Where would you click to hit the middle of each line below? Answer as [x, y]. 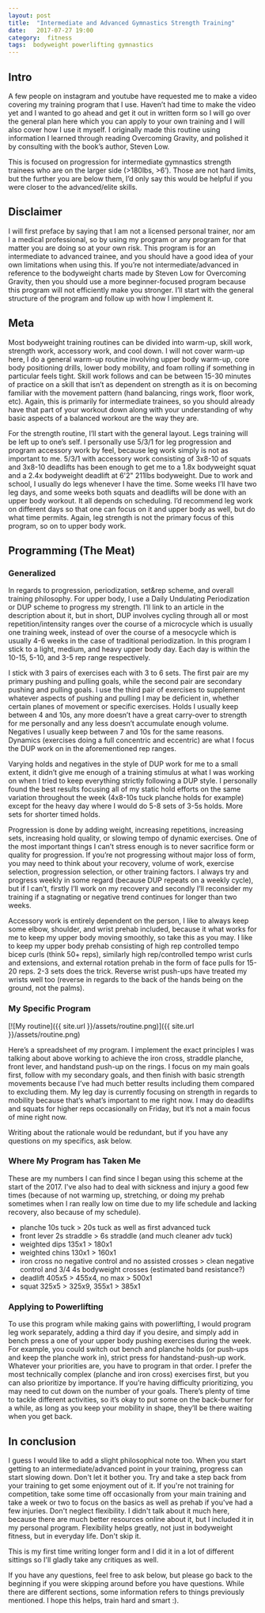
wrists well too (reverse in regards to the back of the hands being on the [126, 980]
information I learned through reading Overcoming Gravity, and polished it [129, 138]
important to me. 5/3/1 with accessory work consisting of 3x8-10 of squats [130, 458]
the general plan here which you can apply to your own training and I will [127, 121]
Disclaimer [35, 212]
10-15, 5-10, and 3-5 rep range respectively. [79, 658]
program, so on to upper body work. [67, 526]
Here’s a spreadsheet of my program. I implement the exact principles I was [131, 1049]
